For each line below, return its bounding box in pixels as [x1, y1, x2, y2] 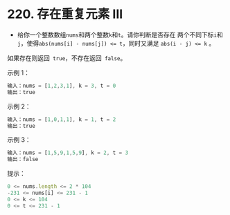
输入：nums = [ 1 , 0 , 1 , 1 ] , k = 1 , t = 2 [7, 115, 116, 123]
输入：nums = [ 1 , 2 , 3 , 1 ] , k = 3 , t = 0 [7, 82, 116, 89]
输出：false [7, 156, 39, 163]
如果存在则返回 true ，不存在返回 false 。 [7, 53, 127, 62]
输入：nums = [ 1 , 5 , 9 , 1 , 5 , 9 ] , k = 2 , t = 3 [7, 149, 129, 156]
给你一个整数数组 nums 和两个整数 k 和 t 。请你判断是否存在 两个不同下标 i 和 [17, 30, 223, 39]
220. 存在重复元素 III [7, 6, 123, 22]
